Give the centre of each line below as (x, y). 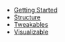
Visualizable (31, 32)
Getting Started (35, 10)
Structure (27, 17)
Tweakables (31, 24)
